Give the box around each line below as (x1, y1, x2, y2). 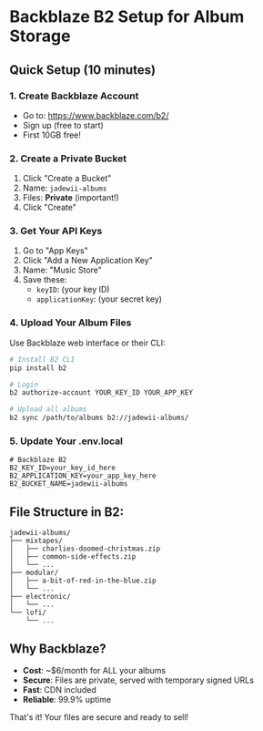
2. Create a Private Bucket (9, 152, 127, 165)
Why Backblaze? (9, 641, 106, 656)
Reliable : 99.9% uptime (22, 694, 112, 705)
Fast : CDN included (22, 684, 97, 695)
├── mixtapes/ (9, 536, 64, 546)
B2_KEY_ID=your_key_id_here (9, 463, 116, 473)
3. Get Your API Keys (9, 225, 103, 238)
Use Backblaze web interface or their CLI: (9, 337, 166, 348)
